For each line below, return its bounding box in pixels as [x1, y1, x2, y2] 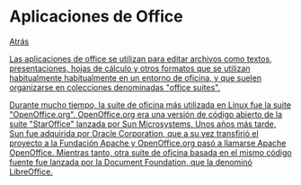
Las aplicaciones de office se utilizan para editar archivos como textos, [9, 53, 272, 64]
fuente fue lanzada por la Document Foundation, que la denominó [9, 156, 253, 167]
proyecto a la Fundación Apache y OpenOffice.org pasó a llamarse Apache [9, 137, 287, 148]
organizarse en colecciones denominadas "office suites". [9, 82, 221, 92]
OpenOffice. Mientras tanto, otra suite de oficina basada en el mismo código [9, 146, 292, 158]
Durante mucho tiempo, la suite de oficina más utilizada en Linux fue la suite [9, 99, 292, 110]
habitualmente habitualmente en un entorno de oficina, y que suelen [9, 72, 262, 83]
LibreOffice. [9, 166, 54, 177]
